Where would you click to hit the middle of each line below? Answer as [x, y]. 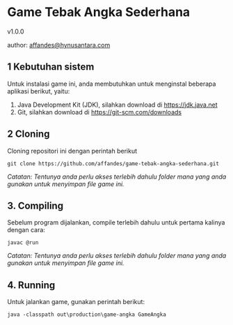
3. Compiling [35, 205]
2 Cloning [29, 134]
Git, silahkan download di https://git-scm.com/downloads [99, 112]
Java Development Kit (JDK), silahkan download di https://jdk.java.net [117, 105]
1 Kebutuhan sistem [51, 67]
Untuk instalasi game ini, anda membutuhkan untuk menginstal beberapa [112, 84]
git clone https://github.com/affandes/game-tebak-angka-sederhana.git [113, 164]
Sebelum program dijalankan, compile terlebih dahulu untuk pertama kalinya [116, 222]
